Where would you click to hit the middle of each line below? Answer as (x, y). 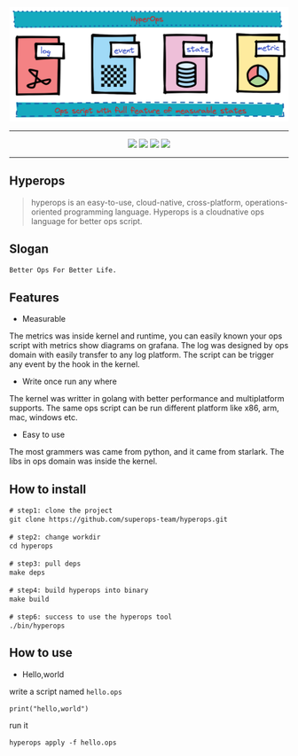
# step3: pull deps (45, 564)
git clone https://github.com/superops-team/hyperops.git (118, 519)
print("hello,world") (49, 709)
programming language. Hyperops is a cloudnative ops (164, 212)
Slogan (29, 249)
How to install (48, 489)
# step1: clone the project (61, 510)
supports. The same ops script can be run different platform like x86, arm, (144, 408)
